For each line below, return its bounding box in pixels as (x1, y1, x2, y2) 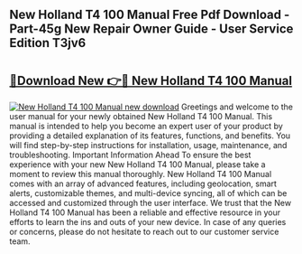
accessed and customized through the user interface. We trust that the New (9, 198, 291, 208)
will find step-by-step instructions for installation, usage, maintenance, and (9, 140, 288, 150)
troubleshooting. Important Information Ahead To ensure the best (9, 149, 252, 160)
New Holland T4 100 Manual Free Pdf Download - (9, 7, 290, 23)
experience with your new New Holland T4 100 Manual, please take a (9, 159, 266, 170)
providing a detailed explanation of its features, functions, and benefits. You (9, 130, 291, 141)
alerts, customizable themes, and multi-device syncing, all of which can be (9, 188, 288, 198)
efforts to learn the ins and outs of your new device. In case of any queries (9, 217, 287, 227)
